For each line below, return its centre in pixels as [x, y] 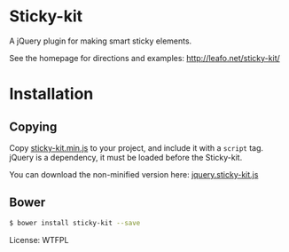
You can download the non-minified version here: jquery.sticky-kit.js [134, 174]
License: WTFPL [39, 240]
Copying [33, 126]
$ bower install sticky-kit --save [75, 223]
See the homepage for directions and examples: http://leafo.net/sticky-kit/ [145, 58]
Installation [51, 94]
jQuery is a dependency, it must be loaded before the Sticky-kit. [126, 157]
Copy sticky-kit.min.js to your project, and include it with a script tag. [137, 147]
